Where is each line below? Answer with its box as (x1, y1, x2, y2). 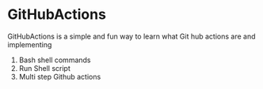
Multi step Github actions (18, 72, 101, 81)
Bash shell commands (18, 55, 91, 65)
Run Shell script (18, 63, 71, 72)
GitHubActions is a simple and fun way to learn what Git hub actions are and (7, 32, 256, 41)
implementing (7, 39, 52, 49)
